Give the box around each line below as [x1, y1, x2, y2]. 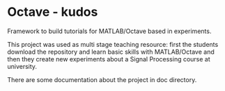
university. [7, 62, 37, 70]
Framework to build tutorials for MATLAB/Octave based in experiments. [7, 27, 212, 35]
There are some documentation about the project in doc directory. [7, 75, 197, 83]
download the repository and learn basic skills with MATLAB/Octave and [7, 48, 215, 56]
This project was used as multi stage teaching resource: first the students [7, 40, 219, 48]
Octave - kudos [7, 4, 98, 20]
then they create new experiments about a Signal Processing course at [7, 54, 210, 63]
